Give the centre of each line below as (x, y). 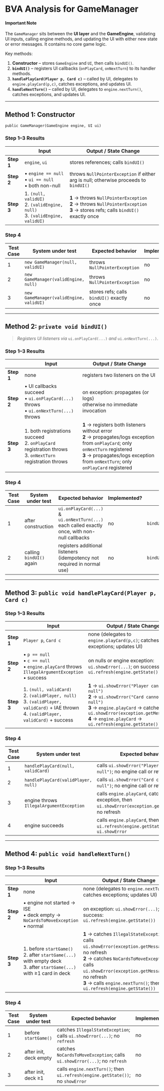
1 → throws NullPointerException (108, 198)
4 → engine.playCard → (115, 719)
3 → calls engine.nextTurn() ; (116, 983)
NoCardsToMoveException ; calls (91, 1055)
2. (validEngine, (44, 205)
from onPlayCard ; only (107, 443)
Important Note (21, 23)
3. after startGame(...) (50, 967)
